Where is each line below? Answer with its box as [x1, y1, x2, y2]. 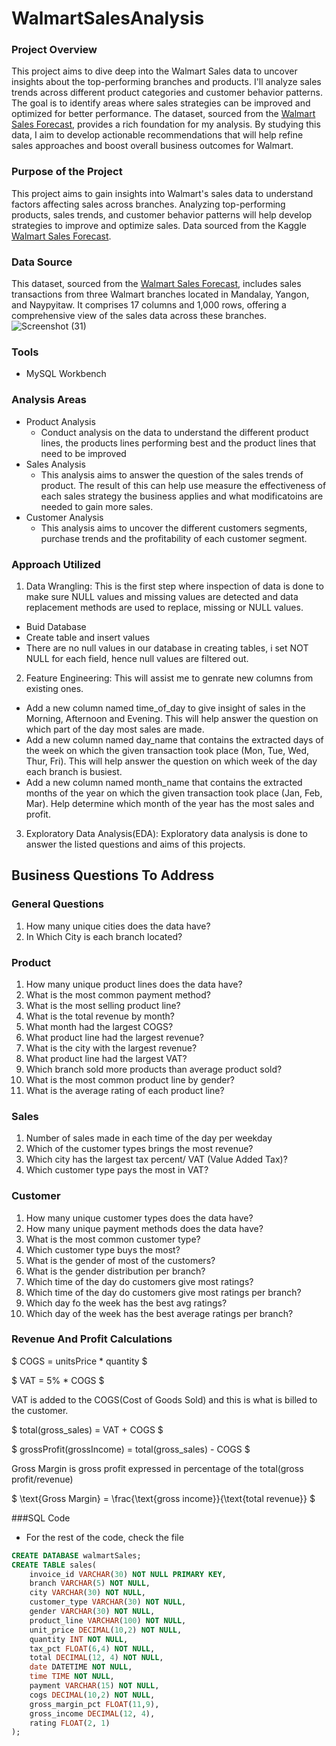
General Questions [11, 897, 104, 911]
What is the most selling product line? [25, 999, 181, 1011]
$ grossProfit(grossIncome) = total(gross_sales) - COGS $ [11, 1443, 251, 1455]
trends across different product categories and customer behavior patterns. [11, 87, 323, 99]
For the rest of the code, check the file [25, 1531, 184, 1543]
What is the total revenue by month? [25, 1010, 175, 1022]
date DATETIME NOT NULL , [29, 1662, 133, 1672]
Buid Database [25, 620, 87, 632]
